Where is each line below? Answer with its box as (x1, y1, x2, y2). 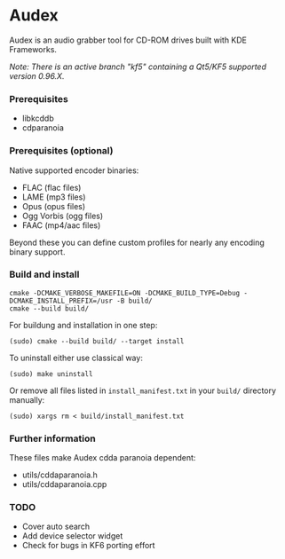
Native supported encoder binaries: (9, 165, 139, 176)
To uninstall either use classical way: (9, 352, 144, 363)
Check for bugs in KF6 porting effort (21, 540, 155, 551)
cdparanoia (21, 122, 64, 133)
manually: (9, 394, 45, 405)
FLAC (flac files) (21, 182, 82, 193)
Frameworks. (9, 43, 58, 54)
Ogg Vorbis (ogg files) (21, 210, 104, 221)
